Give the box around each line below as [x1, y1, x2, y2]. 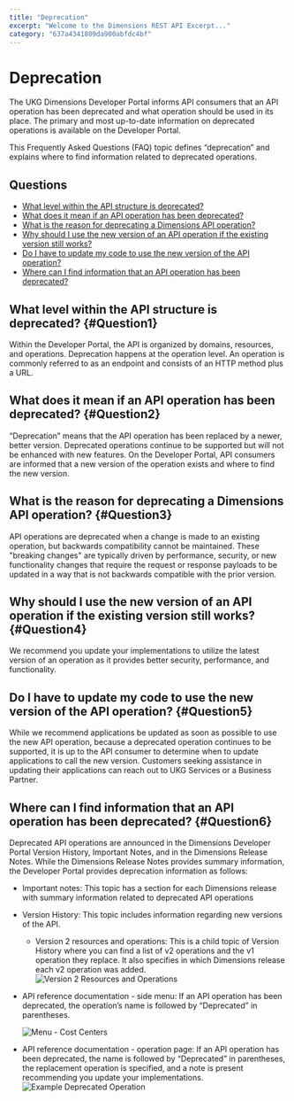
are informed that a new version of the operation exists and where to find [9, 458, 275, 469]
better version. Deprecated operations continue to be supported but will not [9, 439, 284, 450]
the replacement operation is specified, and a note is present [21, 1063, 245, 1073]
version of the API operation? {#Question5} [9, 703, 253, 718]
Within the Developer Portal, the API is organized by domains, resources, [9, 338, 274, 350]
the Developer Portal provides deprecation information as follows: [9, 865, 249, 876]
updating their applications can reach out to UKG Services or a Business [9, 765, 272, 776]
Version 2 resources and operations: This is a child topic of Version [34, 936, 280, 946]
